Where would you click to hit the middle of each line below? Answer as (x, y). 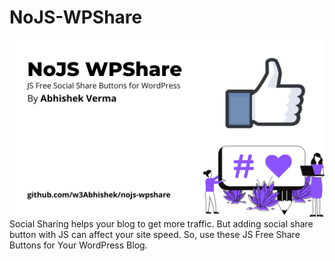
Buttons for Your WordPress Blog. (78, 245)
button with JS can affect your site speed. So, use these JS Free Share (155, 235)
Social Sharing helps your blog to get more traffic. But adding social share (161, 224)
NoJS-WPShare (76, 17)
